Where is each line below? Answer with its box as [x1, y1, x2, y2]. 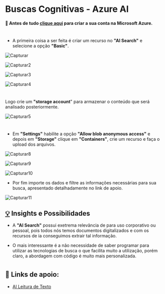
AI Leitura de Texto [12, 284, 51, 290]
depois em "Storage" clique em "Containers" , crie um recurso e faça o [12, 136, 160, 142]
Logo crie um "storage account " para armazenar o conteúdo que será [5, 99, 150, 105]
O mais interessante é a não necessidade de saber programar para [12, 242, 150, 248]
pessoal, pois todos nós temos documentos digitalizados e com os [12, 228, 149, 234]
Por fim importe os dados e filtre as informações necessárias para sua [12, 180, 157, 186]
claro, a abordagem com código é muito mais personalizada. [12, 253, 137, 259]
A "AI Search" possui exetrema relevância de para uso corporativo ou [12, 222, 156, 229]
